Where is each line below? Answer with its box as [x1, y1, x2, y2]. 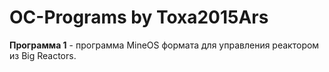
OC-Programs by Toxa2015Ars [9, 6, 269, 29]
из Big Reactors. [9, 49, 77, 61]
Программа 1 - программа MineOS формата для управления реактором [9, 39, 320, 51]
